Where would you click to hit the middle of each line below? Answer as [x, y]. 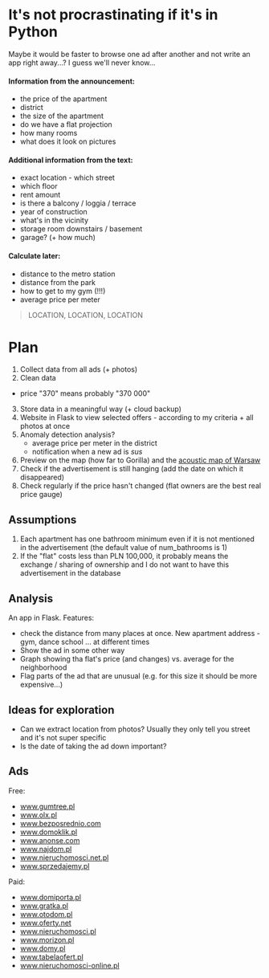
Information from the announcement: [71, 81]
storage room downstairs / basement [81, 229]
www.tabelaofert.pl [52, 956]
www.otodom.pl [46, 914]
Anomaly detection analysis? [67, 434]
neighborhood [43, 667]
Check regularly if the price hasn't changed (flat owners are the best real [141, 486]
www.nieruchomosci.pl [58, 931]
